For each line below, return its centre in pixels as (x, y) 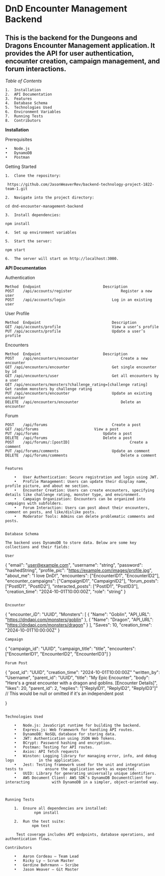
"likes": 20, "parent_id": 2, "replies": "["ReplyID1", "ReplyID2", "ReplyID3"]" (82, 688)
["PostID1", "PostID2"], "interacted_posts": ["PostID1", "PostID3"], (72, 586)
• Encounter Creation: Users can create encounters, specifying (84, 490)
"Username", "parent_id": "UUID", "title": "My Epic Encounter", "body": (78, 677)
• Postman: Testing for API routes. (54, 747)
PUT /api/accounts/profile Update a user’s (75, 331)
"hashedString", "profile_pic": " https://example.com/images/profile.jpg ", (79, 570)
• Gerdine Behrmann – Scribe (46, 865)
